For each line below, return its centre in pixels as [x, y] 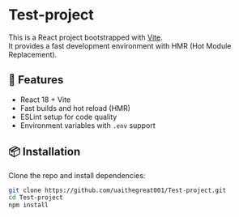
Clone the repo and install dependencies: [77, 175]
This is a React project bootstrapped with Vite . [86, 37]
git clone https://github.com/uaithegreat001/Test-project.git [117, 190]
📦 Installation [45, 152]
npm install [28, 205]
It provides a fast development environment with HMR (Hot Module [120, 45]
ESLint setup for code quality [68, 117]
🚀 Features [36, 80]
